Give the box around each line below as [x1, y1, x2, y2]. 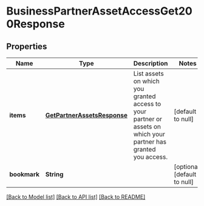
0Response [6, 17, 65, 31]
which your [133, 130, 166, 138]
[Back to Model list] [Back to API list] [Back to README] [6, 193, 146, 201]
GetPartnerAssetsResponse [45, 111, 127, 119]
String [45, 170, 64, 178]
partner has [133, 138, 167, 146]
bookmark [9, 170, 39, 178]
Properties [6, 41, 47, 51]
